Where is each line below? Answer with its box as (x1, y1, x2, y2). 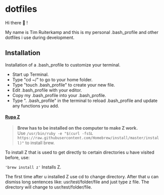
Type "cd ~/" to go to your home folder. (12, 76, 93, 82)
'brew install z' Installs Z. (5, 164, 62, 170)
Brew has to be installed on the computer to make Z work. (17, 125, 138, 131)
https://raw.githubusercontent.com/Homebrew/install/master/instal (17, 135, 159, 140)
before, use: (5, 154, 30, 161)
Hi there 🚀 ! (5, 20, 28, 26)
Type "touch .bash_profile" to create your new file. (12, 82, 115, 88)
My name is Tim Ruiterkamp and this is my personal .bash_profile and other (5, 29, 159, 35)
